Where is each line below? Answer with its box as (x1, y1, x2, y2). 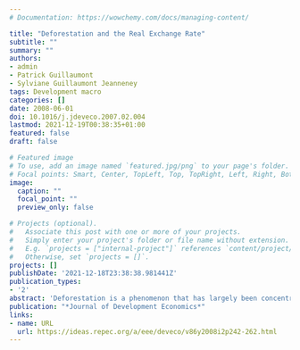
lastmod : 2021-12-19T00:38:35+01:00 (9, 121, 146, 129)
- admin (9, 62, 38, 71)
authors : (9, 54, 42, 63)
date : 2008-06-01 (9, 104, 74, 112)
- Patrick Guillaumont (9, 71, 94, 80)
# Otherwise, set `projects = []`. (9, 252, 150, 262)
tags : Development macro (9, 87, 102, 96)
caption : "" (17, 187, 62, 196)
